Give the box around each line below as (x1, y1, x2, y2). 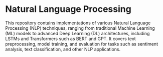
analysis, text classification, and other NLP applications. (5, 46, 121, 52)
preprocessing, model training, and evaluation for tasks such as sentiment (5, 41, 158, 47)
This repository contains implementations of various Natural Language (5, 20, 151, 26)
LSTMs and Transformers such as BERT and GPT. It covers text (5, 36, 136, 42)
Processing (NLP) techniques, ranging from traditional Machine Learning (5, 25, 155, 31)
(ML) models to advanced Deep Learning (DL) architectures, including (5, 30, 150, 36)
